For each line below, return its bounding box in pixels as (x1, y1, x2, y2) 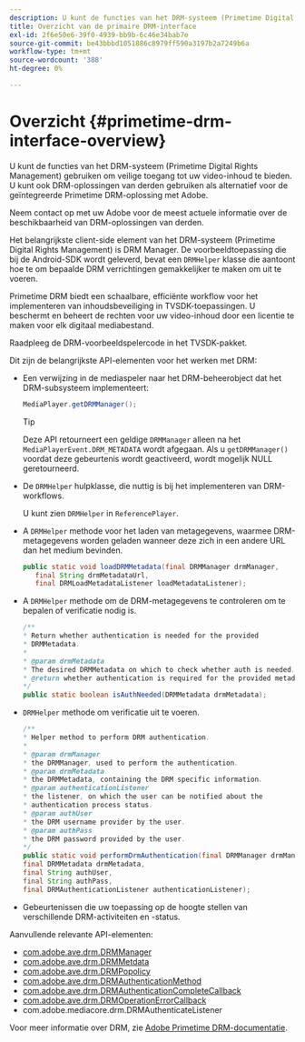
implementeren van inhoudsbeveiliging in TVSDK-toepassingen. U (9, 300, 256, 311)
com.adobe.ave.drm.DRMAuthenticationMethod (22, 975, 202, 987)
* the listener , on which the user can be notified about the (22, 792, 263, 801)
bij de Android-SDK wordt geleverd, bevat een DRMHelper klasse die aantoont (9, 254, 296, 265)
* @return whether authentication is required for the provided (22, 674, 271, 683)
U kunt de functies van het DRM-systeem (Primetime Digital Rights (9, 160, 259, 171)
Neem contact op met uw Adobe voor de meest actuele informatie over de (9, 206, 288, 218)
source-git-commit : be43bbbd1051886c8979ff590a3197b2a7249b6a (9, 38, 250, 48)
